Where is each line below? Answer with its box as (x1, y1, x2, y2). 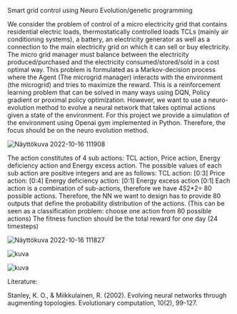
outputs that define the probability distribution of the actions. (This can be (7, 199, 225, 208)
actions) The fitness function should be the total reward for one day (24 (7, 214, 218, 223)
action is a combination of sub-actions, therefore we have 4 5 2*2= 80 (7, 184, 212, 192)
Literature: (7, 278, 38, 285)
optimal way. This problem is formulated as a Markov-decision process (7, 66, 216, 74)
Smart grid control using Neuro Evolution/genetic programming (7, 6, 193, 14)
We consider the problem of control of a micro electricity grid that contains (7, 20, 228, 28)
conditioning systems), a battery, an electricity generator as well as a (7, 35, 211, 44)
